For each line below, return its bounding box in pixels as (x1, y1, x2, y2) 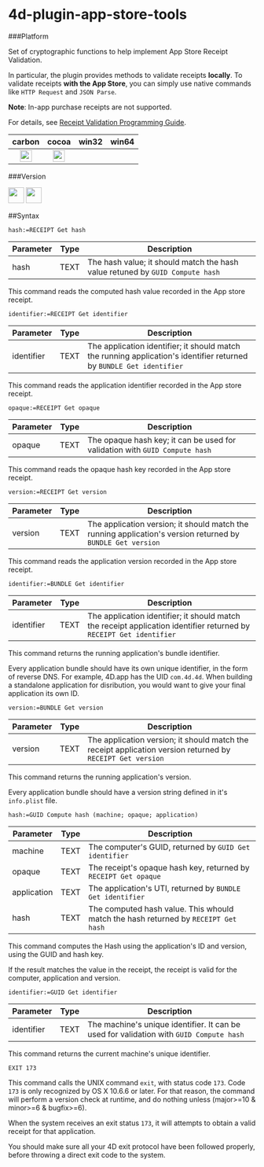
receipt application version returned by (87, 744, 231, 755)
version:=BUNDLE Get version (8, 704, 104, 712)
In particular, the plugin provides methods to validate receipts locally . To (8, 70, 243, 79)
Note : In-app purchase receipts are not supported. (8, 102, 172, 112)
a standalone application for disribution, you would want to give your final (8, 680, 246, 690)
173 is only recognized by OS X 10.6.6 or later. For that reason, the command (8, 1086, 255, 1095)
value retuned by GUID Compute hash (87, 266, 220, 277)
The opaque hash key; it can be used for (87, 434, 236, 445)
